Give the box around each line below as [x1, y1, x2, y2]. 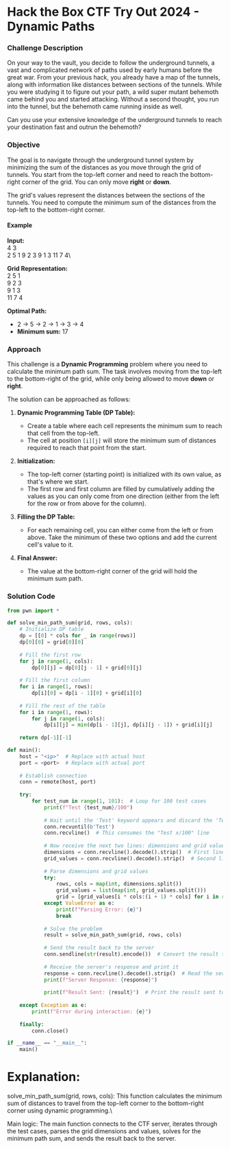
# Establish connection [19, 772, 88, 779]
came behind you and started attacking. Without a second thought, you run [7, 95, 219, 104]
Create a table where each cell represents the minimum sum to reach [27, 422, 222, 430]
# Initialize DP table [19, 626, 84, 633]
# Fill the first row [19, 651, 81, 659]
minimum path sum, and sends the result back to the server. [7, 1135, 177, 1143]
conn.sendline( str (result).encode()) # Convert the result [43, 951, 219, 958]
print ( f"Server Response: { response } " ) [43, 976, 157, 983]
